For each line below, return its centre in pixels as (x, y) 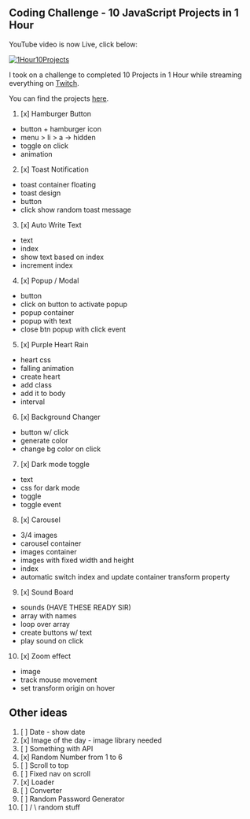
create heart (40, 376)
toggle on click (44, 146)
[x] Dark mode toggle (55, 464)
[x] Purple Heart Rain (54, 344)
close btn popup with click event (73, 329)
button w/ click (44, 432)
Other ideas (38, 713)
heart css (36, 359)
